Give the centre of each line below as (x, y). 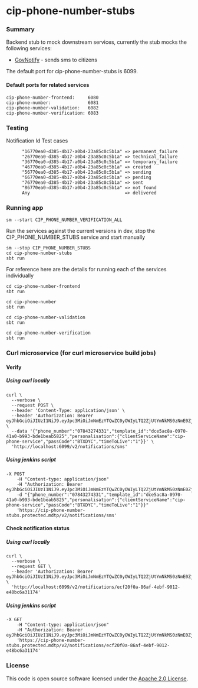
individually (20, 275)
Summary (21, 30)
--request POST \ (33, 405)
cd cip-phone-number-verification (49, 333)
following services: (29, 48)
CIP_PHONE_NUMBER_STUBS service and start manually (76, 237)
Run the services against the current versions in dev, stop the (80, 231)
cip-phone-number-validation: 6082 (52, 108)
